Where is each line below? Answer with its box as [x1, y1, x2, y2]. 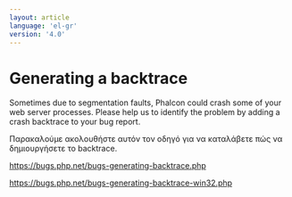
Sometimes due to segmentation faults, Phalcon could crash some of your [9, 97, 282, 108]
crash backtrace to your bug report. [9, 117, 141, 127]
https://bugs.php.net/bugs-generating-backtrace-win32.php [9, 177, 233, 188]
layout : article [9, 12, 70, 22]
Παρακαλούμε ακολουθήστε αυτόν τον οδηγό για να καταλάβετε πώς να [9, 134, 283, 144]
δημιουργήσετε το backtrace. [9, 144, 118, 154]
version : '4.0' [9, 29, 66, 38]
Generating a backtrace [9, 68, 188, 88]
